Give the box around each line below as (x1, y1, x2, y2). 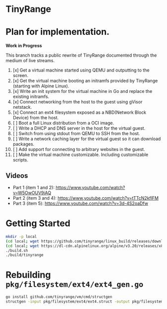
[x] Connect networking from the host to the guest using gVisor (12, 99, 143, 105)
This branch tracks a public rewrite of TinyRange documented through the (5, 52, 157, 58)
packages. (12, 141, 35, 147)
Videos (5, 171, 28, 180)
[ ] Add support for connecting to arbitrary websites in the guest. (12, 147, 145, 153)
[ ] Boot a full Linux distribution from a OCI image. (12, 120, 114, 126)
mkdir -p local (5, 234, 37, 239)
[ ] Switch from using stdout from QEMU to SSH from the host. (12, 131, 140, 137)
